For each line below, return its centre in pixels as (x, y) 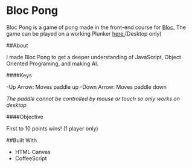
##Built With (22, 140)
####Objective (25, 117)
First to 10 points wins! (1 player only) (52, 128)
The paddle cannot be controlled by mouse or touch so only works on (93, 99)
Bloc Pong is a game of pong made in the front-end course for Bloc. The (96, 27)
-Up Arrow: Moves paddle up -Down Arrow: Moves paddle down (87, 87)
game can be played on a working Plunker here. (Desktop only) (84, 33)
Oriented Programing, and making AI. (52, 63)
